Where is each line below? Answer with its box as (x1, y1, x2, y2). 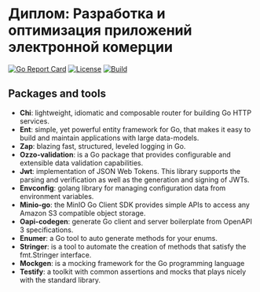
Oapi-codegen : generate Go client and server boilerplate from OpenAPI (19, 216, 253, 226)
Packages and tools (8, 87, 106, 101)
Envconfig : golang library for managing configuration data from (19, 183, 226, 193)
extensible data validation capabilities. (19, 158, 144, 168)
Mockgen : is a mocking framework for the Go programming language (19, 258, 245, 268)
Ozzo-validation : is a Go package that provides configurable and (19, 150, 231, 159)
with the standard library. (19, 275, 101, 284)
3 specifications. (19, 225, 74, 235)
